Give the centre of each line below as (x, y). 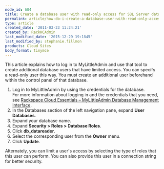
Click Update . (26, 141)
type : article (20, 23)
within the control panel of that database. (46, 80)
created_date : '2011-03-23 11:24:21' (43, 28)
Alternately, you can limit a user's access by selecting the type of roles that (81, 151)
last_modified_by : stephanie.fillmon (43, 42)
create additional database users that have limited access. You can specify (80, 69)
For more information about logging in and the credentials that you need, (85, 95)
